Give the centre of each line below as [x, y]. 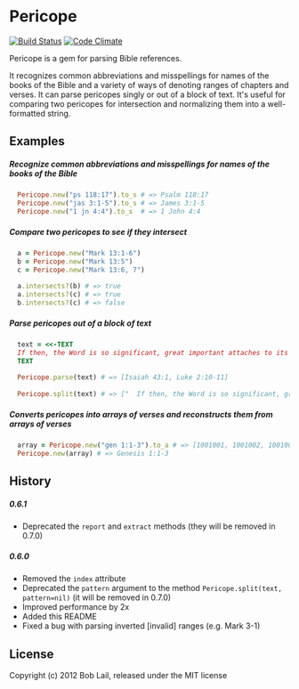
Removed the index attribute [74, 579]
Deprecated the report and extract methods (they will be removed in [149, 526]
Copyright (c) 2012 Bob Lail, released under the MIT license [118, 675]
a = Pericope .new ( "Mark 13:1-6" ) [79, 253]
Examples [37, 141]
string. [59, 113]
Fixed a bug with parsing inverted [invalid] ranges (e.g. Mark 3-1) [141, 626]
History [30, 481]
